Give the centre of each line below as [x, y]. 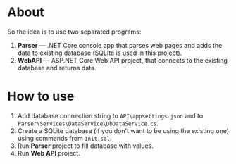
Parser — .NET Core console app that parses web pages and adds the [120, 45]
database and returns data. [57, 68]
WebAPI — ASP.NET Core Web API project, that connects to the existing [122, 60]
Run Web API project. [49, 153]
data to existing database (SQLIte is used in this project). [100, 53]
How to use [41, 96]
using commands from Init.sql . [64, 138]
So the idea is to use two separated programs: [74, 32]
